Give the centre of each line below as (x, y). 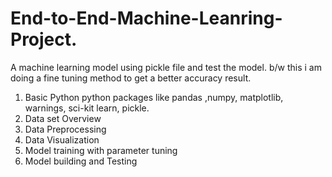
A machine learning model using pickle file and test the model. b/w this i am (166, 67)
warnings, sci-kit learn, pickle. (87, 108)
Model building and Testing (81, 161)
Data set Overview (63, 118)
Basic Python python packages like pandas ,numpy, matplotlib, (154, 97)
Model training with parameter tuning (101, 150)
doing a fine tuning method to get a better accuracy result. (131, 78)
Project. (44, 39)
